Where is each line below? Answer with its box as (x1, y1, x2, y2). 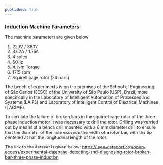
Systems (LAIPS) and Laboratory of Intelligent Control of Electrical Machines (5, 99, 158, 105)
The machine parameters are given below (5, 34, 89, 40)
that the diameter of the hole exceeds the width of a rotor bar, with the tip (5, 129, 152, 135)
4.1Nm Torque (12, 64, 40, 70)
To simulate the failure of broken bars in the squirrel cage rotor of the (5, 114, 144, 119)
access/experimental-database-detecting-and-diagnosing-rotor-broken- (5, 149, 151, 155)
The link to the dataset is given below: (5, 144, 81, 149)
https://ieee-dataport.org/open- (82, 144, 146, 149)
